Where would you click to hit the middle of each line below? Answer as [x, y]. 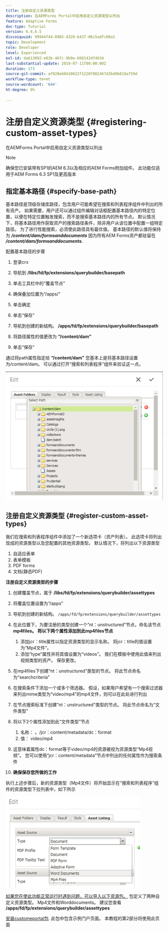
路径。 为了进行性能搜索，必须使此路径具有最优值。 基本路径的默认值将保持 [83, 229]
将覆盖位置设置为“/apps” [38, 603]
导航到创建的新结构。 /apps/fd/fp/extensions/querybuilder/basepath [85, 326]
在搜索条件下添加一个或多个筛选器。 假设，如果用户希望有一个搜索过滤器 [88, 688]
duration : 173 [20, 69]
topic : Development [26, 43]
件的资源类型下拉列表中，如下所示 [41, 789]
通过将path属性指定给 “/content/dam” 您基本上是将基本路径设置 [72, 358]
